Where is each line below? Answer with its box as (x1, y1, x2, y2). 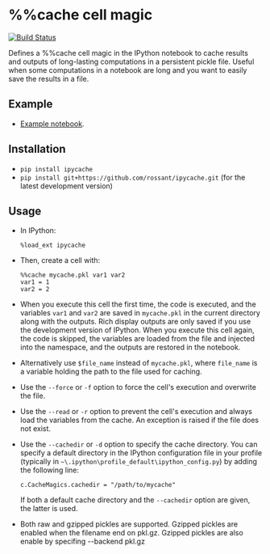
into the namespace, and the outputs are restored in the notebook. (19, 342, 241, 353)
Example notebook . (19, 119, 85, 129)
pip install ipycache (19, 165, 93, 173)
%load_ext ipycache (19, 241, 86, 250)
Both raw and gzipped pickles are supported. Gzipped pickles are (19, 519, 239, 529)
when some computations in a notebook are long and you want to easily (8, 65, 247, 74)
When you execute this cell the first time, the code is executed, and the (19, 299, 256, 309)
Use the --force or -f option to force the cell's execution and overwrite (19, 383, 256, 392)
